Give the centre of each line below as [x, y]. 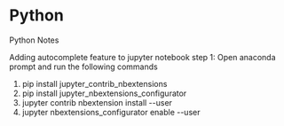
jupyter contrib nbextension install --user [97, 102]
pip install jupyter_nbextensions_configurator [104, 93]
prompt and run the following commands [83, 67]
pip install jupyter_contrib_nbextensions [95, 83]
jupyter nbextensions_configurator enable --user [111, 112]
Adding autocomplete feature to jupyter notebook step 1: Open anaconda [143, 57]
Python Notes [34, 40]
